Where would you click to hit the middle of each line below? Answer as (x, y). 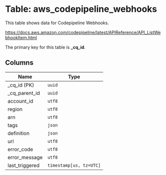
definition (19, 133)
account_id (21, 101)
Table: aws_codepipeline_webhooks (81, 9)
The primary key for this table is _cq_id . (45, 47)
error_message (25, 157)
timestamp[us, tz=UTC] (74, 165)
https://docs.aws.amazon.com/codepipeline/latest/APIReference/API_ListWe (83, 32)
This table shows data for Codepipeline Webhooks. (57, 23)
